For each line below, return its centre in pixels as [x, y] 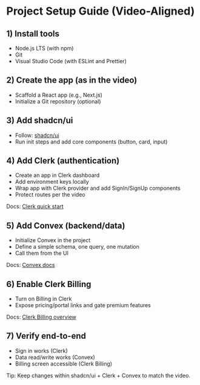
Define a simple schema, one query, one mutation [77, 247]
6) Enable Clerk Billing [49, 284]
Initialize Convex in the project [53, 240]
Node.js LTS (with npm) [44, 48]
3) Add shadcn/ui [40, 121]
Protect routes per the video [50, 195]
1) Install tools [33, 34]
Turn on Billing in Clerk [43, 299]
